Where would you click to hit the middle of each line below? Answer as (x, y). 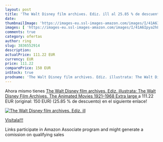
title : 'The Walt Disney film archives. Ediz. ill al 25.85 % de (72, 14)
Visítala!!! (14, 120)
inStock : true (19, 73)
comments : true (20, 32)
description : (18, 50)
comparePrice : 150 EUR (28, 68)
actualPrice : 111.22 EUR (30, 55)
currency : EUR (19, 59)
